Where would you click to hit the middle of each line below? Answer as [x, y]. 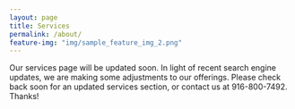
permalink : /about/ [46, 34]
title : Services [39, 26]
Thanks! [24, 96]
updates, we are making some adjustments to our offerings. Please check [145, 78]
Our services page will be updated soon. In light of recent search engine [143, 68]
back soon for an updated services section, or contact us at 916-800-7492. [148, 87]
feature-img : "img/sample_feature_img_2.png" [95, 42]
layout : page [34, 17]
